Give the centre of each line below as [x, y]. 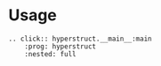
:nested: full [50, 54]
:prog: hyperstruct [60, 46]
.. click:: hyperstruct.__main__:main [80, 39]
